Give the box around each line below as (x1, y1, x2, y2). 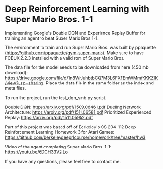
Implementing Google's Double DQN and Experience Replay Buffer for (5, 30, 146, 36)
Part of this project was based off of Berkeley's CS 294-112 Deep (5, 124, 136, 130)
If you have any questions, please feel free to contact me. (5, 158, 121, 164)
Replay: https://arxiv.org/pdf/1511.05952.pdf (5, 114, 93, 120)
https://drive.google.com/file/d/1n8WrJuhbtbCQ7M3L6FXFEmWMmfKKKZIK (5, 75, 158, 81)
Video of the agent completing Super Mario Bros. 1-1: (5, 144, 112, 149)
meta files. (5, 85, 26, 91)
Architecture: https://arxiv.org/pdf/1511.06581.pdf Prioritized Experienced (5, 109, 152, 115)
